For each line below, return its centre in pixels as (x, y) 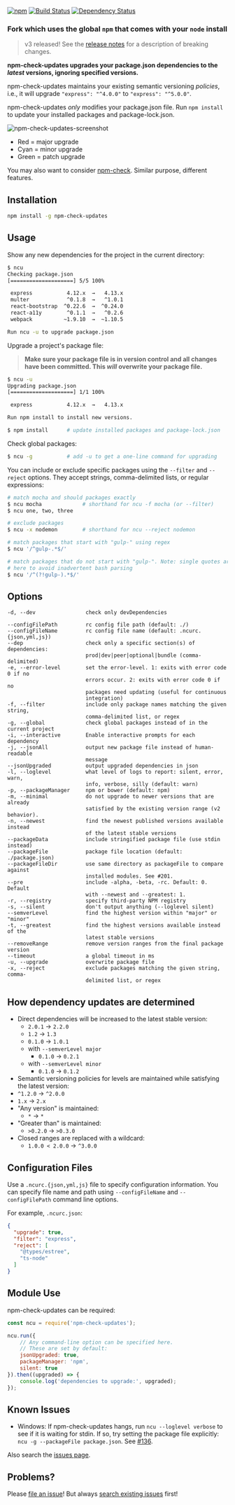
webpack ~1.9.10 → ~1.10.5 (67, 319)
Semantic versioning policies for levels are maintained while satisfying (118, 1079)
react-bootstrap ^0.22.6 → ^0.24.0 (67, 306)
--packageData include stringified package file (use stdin (114, 840)
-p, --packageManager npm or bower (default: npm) (89, 791)
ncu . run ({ (22, 1335)
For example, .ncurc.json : (45, 1213)
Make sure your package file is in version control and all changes (121, 359)
